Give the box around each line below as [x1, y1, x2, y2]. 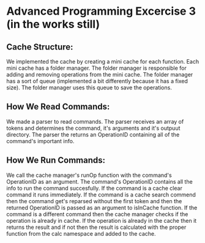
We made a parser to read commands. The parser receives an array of [6, 118, 184, 125]
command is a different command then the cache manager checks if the [6, 210, 188, 218]
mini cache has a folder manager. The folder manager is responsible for [6, 64, 187, 72]
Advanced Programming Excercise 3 [6, 4, 196, 18]
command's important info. [6, 137, 75, 144]
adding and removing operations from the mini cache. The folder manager [6, 71, 193, 78]
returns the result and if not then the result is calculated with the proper [6, 223, 187, 231]
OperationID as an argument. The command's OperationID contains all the [6, 178, 193, 185]
